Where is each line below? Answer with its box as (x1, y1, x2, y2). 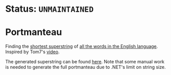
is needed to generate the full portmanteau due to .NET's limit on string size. (5, 64, 166, 70)
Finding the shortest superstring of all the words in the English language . (5, 43, 158, 49)
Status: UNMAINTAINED (5, 3, 94, 15)
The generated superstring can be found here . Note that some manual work (5, 59, 165, 65)
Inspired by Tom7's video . (5, 49, 60, 55)
